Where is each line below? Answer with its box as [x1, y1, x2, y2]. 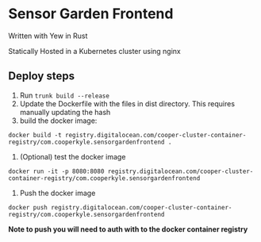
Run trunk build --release [19, 90, 109, 100]
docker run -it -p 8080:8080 [8, 167, 105, 175]
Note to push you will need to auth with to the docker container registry [8, 224, 248, 234]
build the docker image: [19, 116, 98, 125]
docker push [8, 203, 48, 211]
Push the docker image [19, 188, 96, 198]
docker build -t [8, 131, 62, 139]
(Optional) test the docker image [19, 152, 126, 161]
